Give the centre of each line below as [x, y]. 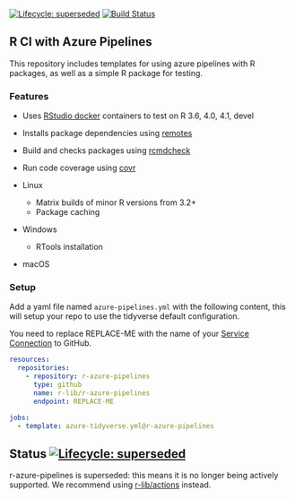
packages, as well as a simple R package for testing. [106, 73]
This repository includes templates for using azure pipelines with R [132, 64]
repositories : [43, 368]
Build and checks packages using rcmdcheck [106, 151]
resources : [30, 360]
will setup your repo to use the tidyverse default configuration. [125, 316]
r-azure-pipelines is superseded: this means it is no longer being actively [144, 476]
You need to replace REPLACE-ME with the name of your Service [129, 334]
